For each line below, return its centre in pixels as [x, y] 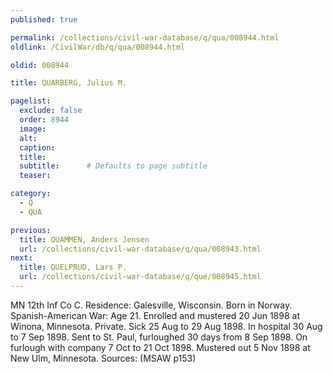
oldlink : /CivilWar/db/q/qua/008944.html [98, 47]
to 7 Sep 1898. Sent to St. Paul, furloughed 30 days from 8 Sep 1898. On [159, 337]
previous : [31, 230]
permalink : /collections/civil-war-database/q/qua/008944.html [145, 37]
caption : [37, 147]
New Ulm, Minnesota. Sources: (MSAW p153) [103, 358]
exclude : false [51, 111]
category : [31, 194]
